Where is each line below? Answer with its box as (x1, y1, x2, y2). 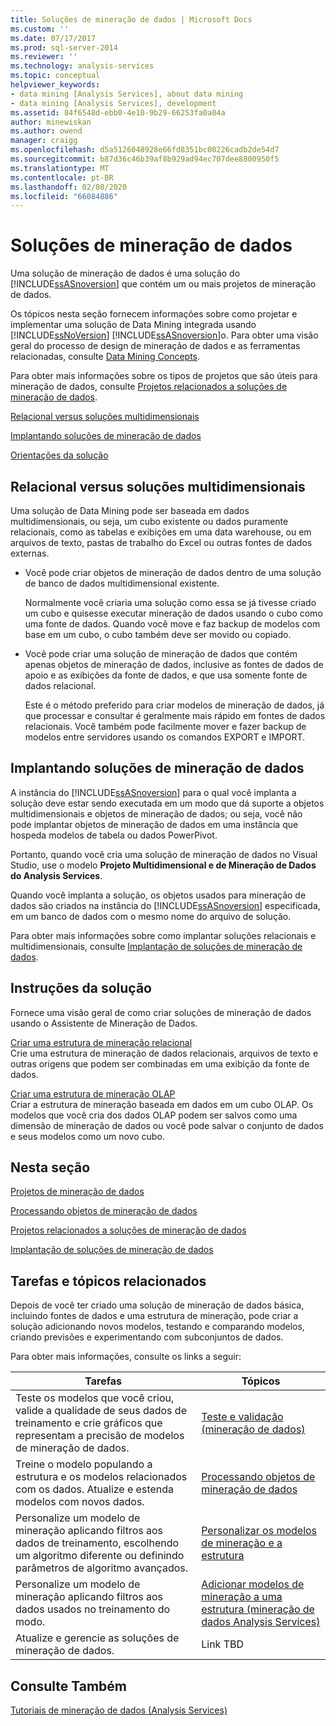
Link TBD (201, 1637, 245, 1651)
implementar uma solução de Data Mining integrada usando (10, 319, 257, 331)
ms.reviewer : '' (10, 52, 78, 62)
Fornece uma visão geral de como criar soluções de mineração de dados (10, 1006, 312, 1018)
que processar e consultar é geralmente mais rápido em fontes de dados (24, 710, 326, 721)
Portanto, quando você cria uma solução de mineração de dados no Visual (10, 848, 318, 860)
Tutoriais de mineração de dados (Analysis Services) (10, 1704, 228, 1716)
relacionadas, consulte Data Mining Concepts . (10, 351, 201, 363)
